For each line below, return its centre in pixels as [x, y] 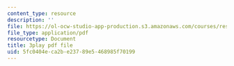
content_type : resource [42, 13]
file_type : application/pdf [48, 33]
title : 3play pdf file [40, 45]
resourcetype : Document [42, 39]
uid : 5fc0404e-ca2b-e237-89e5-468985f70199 [71, 52]
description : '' [31, 20]
